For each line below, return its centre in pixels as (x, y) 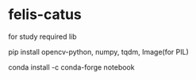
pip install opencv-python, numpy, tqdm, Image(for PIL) (98, 51)
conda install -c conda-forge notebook (71, 67)
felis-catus (45, 15)
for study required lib (42, 36)
